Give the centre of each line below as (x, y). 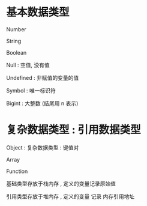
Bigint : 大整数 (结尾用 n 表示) (42, 103)
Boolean (16, 52)
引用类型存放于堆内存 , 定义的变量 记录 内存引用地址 (70, 196)
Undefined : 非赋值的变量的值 (43, 77)
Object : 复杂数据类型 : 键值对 (43, 147)
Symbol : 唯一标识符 (31, 90)
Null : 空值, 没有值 (28, 65)
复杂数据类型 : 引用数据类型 (73, 130)
